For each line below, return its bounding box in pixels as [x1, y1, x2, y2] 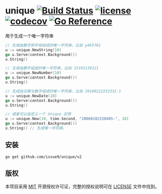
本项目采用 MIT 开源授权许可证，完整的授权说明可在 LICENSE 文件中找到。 [5, 183, 159, 189]
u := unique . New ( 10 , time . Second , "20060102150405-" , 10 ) [5, 116, 129, 121]
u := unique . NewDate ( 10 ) [5, 93, 57, 98]
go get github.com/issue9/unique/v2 [5, 154, 82, 159]
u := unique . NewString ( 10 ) [5, 47, 62, 52]
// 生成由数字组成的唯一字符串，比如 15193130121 [5, 65, 99, 71]
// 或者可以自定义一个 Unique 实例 [5, 111, 71, 117]
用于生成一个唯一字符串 [5, 32, 54, 38]
